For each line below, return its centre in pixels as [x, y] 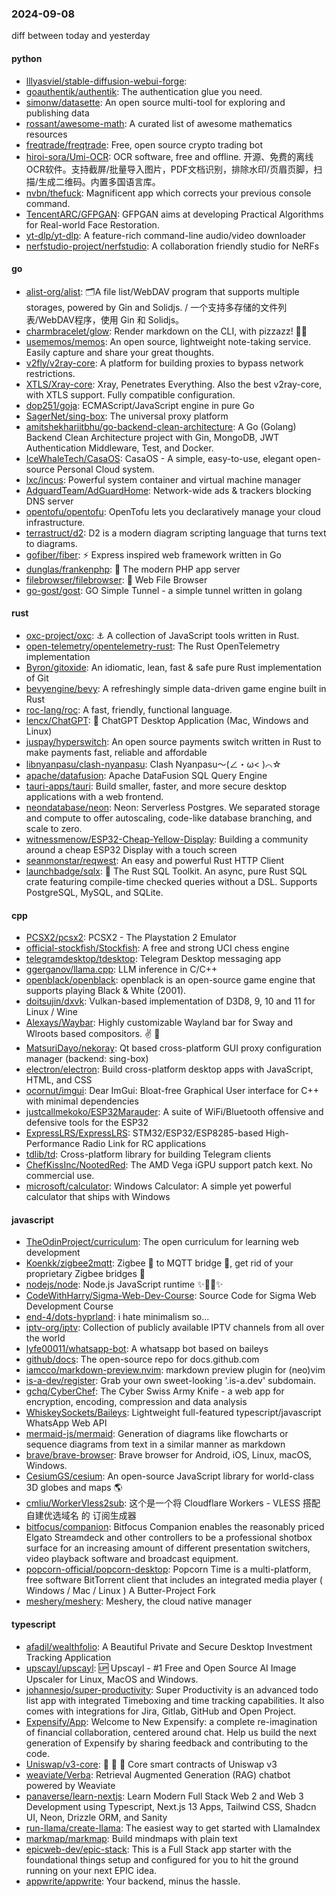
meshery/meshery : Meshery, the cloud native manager [139, 1601]
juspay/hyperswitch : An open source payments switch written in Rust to [173, 741]
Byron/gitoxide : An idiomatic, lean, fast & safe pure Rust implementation [173, 667]
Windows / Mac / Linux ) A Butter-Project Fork [120, 1591]
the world [45, 1338]
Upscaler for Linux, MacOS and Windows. [112, 1679]
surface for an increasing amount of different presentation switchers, [168, 1548]
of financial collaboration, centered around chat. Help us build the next [171, 1732]
